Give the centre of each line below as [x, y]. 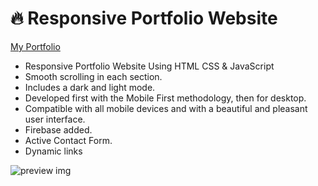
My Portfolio [35, 46]
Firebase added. [58, 129]
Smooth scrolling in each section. [93, 76]
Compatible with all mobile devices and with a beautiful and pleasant [166, 108]
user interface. [55, 119]
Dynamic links [53, 151]
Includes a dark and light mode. [90, 87]
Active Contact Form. [68, 140]
